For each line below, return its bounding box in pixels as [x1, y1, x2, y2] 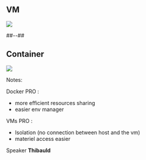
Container [6, 49, 45, 59]
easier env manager [14, 106, 64, 113]
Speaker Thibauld [6, 146, 51, 154]
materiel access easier [14, 135, 70, 142]
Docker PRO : [6, 88, 39, 95]
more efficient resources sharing [14, 99, 95, 106]
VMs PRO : [6, 117, 33, 124]
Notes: [6, 76, 23, 83]
